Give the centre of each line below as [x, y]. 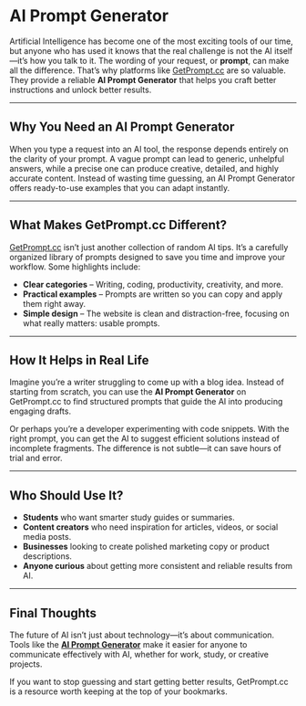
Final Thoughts [53, 613]
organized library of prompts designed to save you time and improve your [148, 257]
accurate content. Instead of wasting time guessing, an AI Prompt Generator [153, 178]
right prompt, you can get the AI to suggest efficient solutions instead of [145, 438]
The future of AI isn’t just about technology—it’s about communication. [142, 635]
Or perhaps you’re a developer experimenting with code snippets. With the [149, 429]
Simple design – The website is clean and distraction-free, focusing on [156, 313]
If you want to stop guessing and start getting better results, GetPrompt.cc [149, 682]
